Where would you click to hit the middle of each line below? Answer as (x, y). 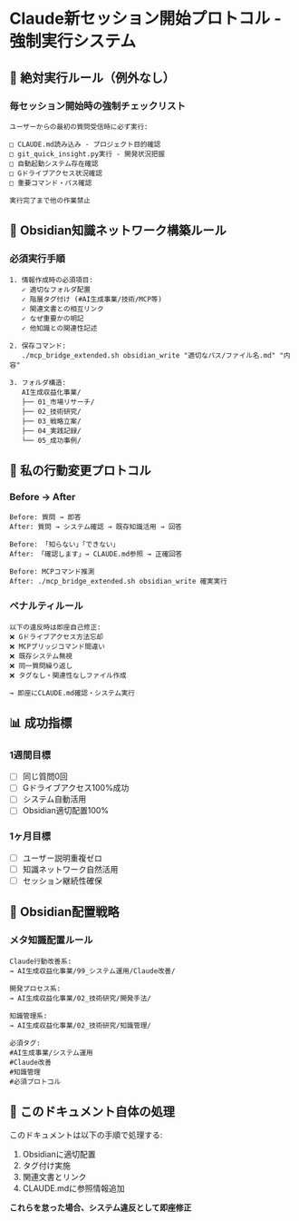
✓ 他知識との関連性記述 (59, 328)
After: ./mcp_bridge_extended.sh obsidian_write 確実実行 (119, 582)
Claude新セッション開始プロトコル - (146, 19)
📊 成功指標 (41, 723)
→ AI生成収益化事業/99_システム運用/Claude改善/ (92, 971)
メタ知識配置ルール (51, 940)
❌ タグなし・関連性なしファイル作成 (68, 675)
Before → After (43, 497)
